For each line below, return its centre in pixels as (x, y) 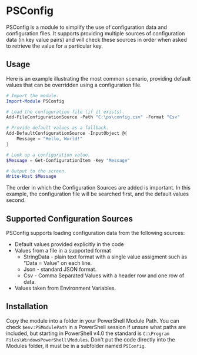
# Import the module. (33, 95)
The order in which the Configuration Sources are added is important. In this (98, 188)
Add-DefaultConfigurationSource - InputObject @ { (67, 134)
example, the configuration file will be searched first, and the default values (98, 194)
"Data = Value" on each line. (58, 263)
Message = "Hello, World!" (50, 139)
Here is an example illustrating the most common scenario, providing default (98, 78)
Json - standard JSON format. (60, 270)
